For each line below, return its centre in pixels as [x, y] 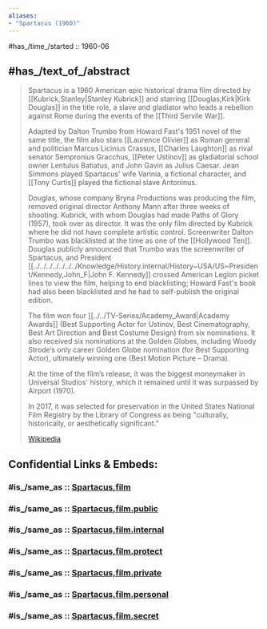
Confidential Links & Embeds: [83, 464]
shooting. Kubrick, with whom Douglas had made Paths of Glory [133, 215]
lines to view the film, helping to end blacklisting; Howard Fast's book [142, 283]
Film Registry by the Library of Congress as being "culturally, [128, 415]
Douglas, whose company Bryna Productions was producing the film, [142, 198]
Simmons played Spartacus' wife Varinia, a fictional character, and [137, 174]
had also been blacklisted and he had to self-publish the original [133, 292]
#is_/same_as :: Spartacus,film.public [83, 508]
